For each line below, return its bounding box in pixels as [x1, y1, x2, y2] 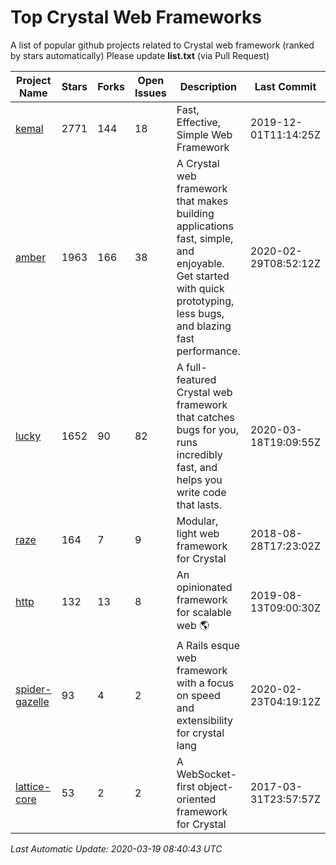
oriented [176, 792, 217, 806]
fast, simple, [176, 231, 234, 245]
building [176, 206, 215, 220]
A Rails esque [176, 638, 241, 652]
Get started [176, 269, 230, 283]
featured [176, 372, 217, 386]
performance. [176, 344, 241, 358]
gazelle [15, 694, 50, 708]
